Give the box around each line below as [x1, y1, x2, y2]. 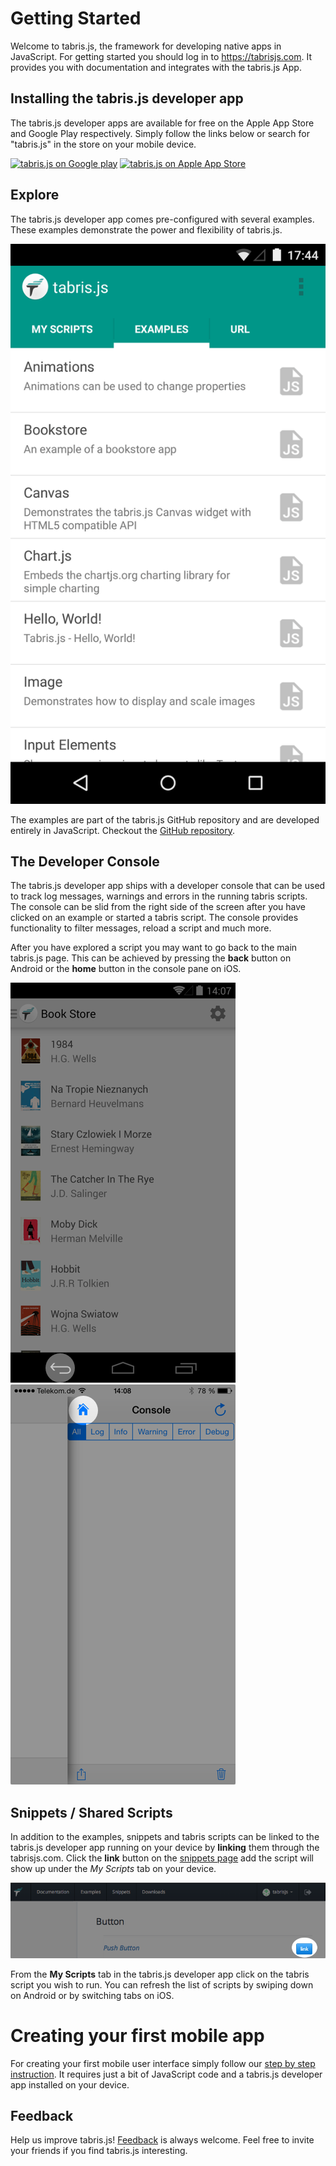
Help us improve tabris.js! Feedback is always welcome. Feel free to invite [10, 2134, 315, 2146]
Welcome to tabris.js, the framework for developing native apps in [10, 40, 282, 52]
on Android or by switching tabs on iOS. [10, 1989, 175, 2001]
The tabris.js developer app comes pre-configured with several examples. [10, 213, 315, 225]
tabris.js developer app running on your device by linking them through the [10, 1842, 320, 1854]
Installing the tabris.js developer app [10, 90, 244, 107]
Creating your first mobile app [10, 2024, 265, 2047]
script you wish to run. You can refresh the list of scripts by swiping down [10, 1978, 314, 1991]
